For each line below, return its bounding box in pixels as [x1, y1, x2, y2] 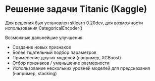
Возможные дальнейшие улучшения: [5, 35, 84, 40]
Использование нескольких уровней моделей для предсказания [12, 65, 150, 71]
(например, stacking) [12, 70, 57, 76]
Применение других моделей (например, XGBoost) [12, 54, 121, 60]
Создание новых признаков [12, 44, 71, 50]
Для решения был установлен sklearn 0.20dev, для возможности [5, 20, 143, 26]
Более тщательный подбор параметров [12, 49, 97, 55]
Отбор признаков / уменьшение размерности [12, 60, 110, 66]
